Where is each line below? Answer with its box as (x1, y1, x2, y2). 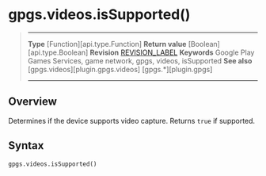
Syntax (8, 139, 44, 152)
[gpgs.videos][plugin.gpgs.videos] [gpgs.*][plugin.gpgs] (27, 64, 213, 74)
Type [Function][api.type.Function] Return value (27, 39, 187, 48)
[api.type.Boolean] (27, 48, 89, 57)
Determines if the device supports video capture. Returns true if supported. (8, 116, 256, 125)
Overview (8, 95, 58, 109)
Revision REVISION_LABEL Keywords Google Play (89, 48, 255, 57)
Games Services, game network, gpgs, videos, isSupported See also (27, 55, 253, 65)
